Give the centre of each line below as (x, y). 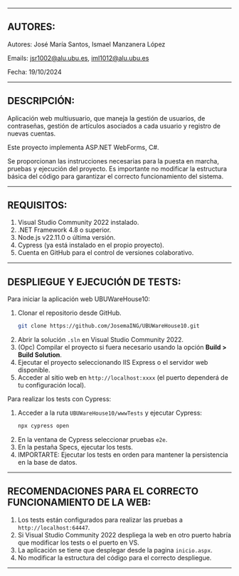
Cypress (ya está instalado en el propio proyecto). (91, 245)
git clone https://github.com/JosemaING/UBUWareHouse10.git (108, 326)
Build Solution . (40, 355)
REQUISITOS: (37, 205)
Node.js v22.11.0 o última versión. (67, 238)
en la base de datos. (47, 462)
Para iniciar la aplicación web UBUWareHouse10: (79, 299)
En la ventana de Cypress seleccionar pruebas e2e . (92, 439)
